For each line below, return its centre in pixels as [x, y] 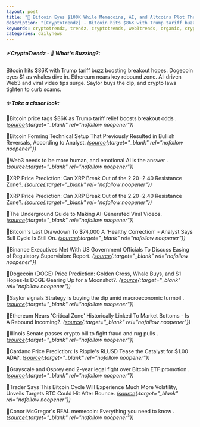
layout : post [22, 12]
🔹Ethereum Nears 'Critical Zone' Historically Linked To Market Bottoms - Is [98, 316]
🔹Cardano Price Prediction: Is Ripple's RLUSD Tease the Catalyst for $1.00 [97, 351]
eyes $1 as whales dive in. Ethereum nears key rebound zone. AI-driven [94, 77]
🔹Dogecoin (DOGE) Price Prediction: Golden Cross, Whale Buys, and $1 [94, 274]
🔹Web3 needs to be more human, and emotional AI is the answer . [87, 161]
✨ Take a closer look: [33, 103]
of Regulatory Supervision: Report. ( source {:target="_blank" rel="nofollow [97, 256]
